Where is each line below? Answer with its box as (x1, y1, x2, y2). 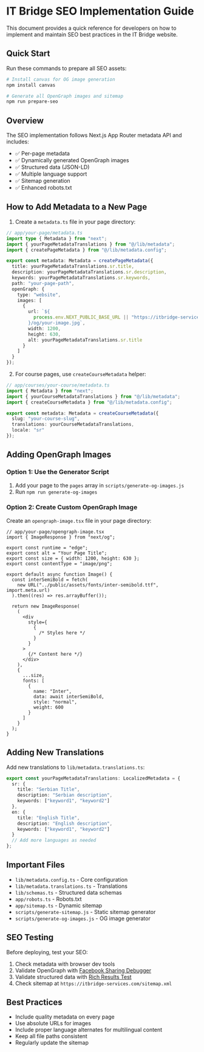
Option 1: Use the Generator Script (6, 468, 109, 476)
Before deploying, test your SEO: (6, 948, 88, 955)
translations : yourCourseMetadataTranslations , (12, 421, 135, 428)
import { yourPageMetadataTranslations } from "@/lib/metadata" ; (6, 241, 175, 247)
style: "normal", (33, 699, 78, 705)
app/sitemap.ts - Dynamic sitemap (15, 901, 103, 909)
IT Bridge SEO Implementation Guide (6, 4, 194, 18)
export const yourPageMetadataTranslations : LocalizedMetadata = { (6, 775, 181, 782)
